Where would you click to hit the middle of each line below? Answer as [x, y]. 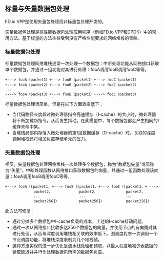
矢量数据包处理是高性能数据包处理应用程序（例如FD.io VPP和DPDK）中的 [79, 32]
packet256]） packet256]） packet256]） [92, 201]
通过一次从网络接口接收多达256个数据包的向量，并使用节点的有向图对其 [84, 227]
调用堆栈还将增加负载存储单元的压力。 [51, 139]
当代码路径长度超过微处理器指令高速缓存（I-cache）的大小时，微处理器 [84, 114]
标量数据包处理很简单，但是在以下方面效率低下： [54, 104]
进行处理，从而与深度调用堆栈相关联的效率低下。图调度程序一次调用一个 [85, 234]
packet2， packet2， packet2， [89, 192]
